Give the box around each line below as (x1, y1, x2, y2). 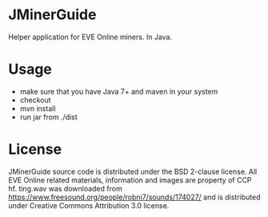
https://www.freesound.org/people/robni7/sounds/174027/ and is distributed (8, 192, 261, 202)
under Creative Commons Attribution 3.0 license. (8, 200, 170, 210)
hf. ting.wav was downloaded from (8, 183, 122, 193)
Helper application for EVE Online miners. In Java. (8, 32, 173, 42)
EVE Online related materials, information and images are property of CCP (8, 175, 252, 185)
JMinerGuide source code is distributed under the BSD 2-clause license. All (8, 167, 258, 176)
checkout (19, 94, 51, 105)
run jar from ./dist (19, 112, 78, 122)
